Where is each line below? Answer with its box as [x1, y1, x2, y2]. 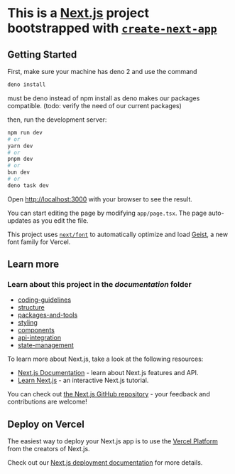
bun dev [7, 169, 31, 176]
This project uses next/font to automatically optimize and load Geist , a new [7, 230, 229, 238]
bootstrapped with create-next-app [7, 20, 218, 36]
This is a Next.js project [7, 5, 149, 21]
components [17, 326, 55, 335]
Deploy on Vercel [7, 418, 85, 430]
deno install [7, 81, 46, 88]
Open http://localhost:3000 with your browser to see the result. [7, 194, 193, 204]
